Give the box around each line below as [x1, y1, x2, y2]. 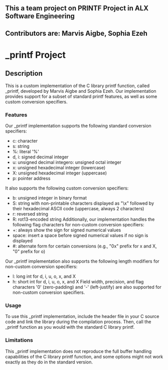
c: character [12, 138, 38, 144]
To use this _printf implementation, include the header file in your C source [5, 314, 159, 320]
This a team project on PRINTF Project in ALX [5, 4, 149, 13]
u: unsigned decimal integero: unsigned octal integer [12, 159, 122, 165]
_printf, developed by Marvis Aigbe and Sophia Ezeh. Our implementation [5, 88, 156, 94]
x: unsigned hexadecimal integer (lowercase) [12, 165, 106, 171]
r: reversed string [12, 211, 49, 217]
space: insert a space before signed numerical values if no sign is [12, 232, 148, 238]
